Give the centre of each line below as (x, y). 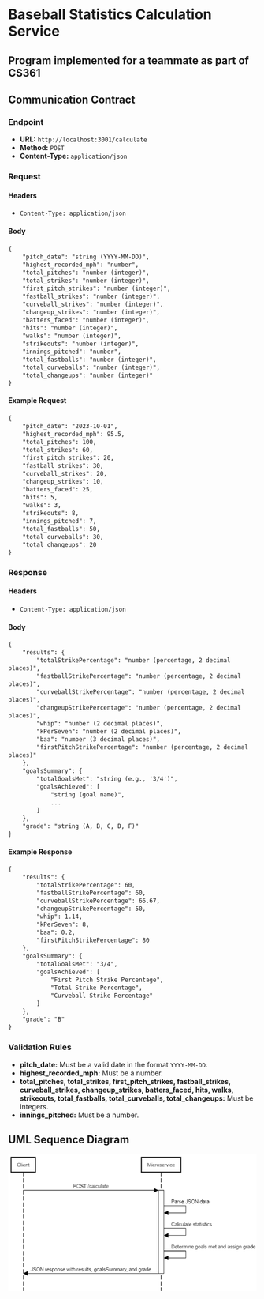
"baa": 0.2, (56, 933)
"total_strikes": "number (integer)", (86, 281)
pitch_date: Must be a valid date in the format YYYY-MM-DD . (113, 1064)
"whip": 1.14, (59, 917)
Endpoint (26, 122)
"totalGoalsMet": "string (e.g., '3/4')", (107, 779)
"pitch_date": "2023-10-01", (70, 426)
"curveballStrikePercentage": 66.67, (98, 901)
